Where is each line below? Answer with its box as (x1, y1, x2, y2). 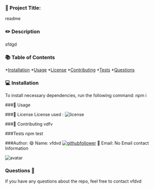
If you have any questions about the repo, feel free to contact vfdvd (5, 178, 142, 184)
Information (5, 145, 28, 152)
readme (5, 16, 21, 22)
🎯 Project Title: (5, 4, 41, 11)
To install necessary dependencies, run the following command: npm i (5, 93, 147, 98)
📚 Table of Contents (5, 54, 55, 61)
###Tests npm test (5, 130, 43, 137)
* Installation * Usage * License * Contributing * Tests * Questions (5, 66, 135, 73)
